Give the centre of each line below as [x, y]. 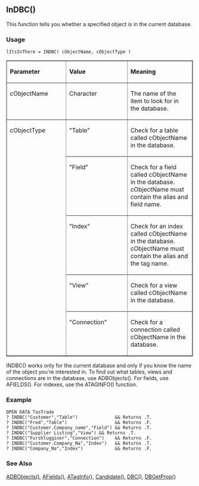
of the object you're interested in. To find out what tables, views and [89, 372]
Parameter [25, 72]
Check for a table [154, 130]
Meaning [143, 72]
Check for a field [153, 167]
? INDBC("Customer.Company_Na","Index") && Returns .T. [79, 443]
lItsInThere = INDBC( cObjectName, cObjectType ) [69, 52]
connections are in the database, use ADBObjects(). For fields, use [87, 378]
